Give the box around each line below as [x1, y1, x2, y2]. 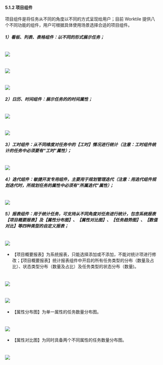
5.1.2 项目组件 [5, 4, 33, 10]
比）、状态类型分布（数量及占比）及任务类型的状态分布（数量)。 [12, 264, 139, 270]
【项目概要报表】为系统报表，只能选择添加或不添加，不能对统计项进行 [12, 252, 152, 258]
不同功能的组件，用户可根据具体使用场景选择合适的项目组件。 [9, 22, 132, 28]
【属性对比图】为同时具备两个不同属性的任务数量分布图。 [12, 337, 127, 343]
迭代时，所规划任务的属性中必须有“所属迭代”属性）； [9, 182, 114, 188]
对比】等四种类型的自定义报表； [5, 223, 69, 229]
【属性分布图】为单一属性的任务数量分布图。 [12, 309, 102, 315]
